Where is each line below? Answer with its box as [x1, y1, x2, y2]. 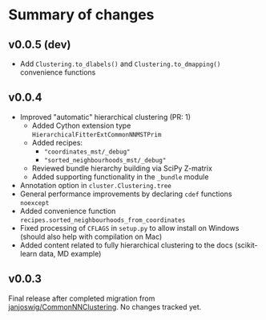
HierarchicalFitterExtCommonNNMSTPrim [31, 130, 162, 138]
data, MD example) [38, 248, 102, 258]
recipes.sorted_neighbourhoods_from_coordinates [19, 215, 186, 224]
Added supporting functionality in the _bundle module [31, 171, 209, 182]
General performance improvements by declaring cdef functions [19, 189, 232, 199]
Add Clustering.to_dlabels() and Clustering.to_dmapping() [19, 59, 221, 68]
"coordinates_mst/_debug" [43, 147, 131, 156]
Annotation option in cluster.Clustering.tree [19, 180, 172, 190]
